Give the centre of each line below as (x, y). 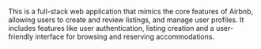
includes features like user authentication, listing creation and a (112, 28)
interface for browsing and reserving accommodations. (125, 36)
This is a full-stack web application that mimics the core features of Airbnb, (131, 11)
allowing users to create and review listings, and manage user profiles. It (126, 20)
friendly (21, 36)
